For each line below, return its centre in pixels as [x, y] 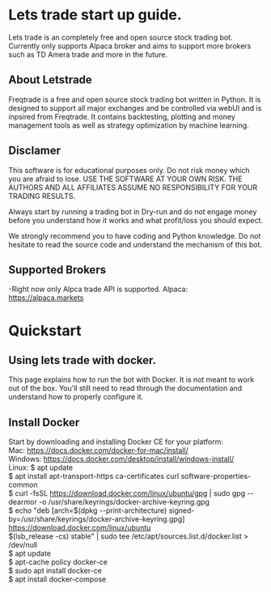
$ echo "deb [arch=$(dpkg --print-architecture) [88, 510]
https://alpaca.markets [46, 298]
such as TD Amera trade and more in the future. [88, 54]
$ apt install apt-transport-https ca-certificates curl [94, 476]
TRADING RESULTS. [42, 196]
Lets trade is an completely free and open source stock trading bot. [121, 37]
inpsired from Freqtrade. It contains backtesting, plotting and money [122, 116]
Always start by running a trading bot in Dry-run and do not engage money [133, 211]
